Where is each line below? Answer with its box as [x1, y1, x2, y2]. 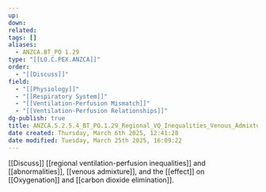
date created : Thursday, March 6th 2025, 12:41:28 [8, 129, 179, 137]
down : [8, 19, 26, 27]
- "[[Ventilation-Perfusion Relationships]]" [15, 107, 169, 115]
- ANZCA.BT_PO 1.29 [15, 48, 80, 56]
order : [8, 63, 30, 71]
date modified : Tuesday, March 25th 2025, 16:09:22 [8, 136, 182, 145]
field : [8, 77, 30, 85]
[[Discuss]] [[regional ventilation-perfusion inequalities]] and [8, 158, 206, 168]
